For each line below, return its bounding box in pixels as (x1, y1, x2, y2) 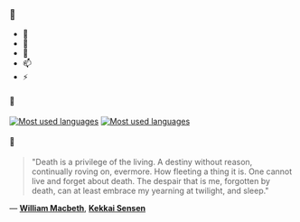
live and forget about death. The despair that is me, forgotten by (31, 175, 271, 186)
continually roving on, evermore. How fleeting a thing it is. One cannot (31, 166, 293, 177)
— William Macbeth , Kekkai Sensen (9, 202, 146, 213)
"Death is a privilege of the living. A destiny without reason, (31, 156, 253, 167)
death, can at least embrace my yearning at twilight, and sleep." (31, 185, 269, 196)
